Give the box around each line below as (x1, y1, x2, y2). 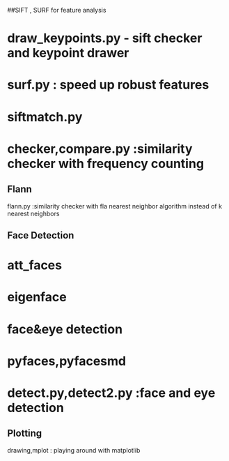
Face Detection (7, 229, 74, 241)
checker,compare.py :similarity (7, 141, 193, 156)
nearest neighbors (7, 209, 60, 218)
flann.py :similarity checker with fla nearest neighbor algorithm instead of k (7, 202, 223, 210)
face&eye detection (7, 321, 123, 337)
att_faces (7, 257, 63, 273)
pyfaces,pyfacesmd (7, 353, 127, 369)
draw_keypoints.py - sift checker (7, 31, 203, 46)
